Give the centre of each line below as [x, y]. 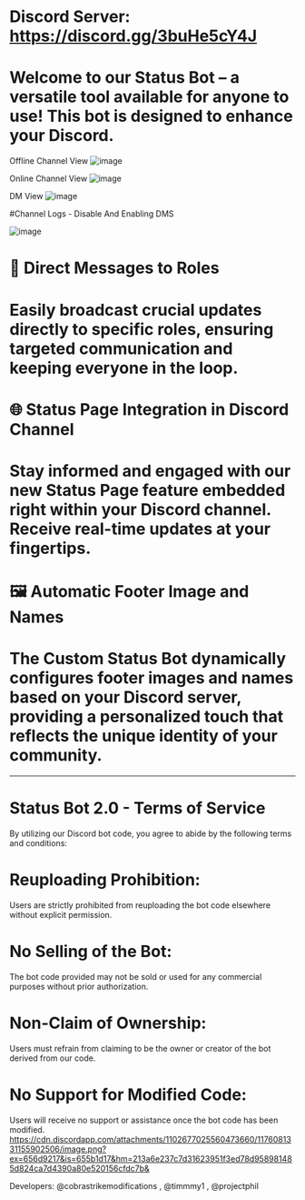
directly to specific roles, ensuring [142, 329]
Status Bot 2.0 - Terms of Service [138, 808]
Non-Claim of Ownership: [108, 1023]
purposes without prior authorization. [79, 986]
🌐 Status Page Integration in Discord [149, 409]
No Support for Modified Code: [128, 1094]
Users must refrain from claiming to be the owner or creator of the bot [140, 1048]
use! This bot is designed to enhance [151, 116]
